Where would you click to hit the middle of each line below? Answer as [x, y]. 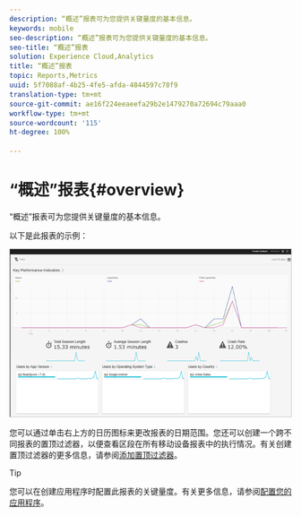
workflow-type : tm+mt [50, 113]
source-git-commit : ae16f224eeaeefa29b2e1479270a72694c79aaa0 [128, 104]
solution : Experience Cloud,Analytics [82, 57]
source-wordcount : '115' [56, 123]
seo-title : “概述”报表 [49, 47]
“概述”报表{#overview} [97, 190]
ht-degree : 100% [39, 133]
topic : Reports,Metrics [54, 76]
